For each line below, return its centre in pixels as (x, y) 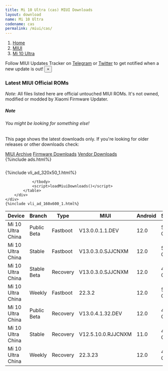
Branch (38, 216)
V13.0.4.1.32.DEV (101, 313)
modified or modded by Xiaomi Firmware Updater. (57, 99)
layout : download (23, 15)
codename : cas (20, 24)
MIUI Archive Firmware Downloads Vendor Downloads (61, 154)
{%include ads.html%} (28, 159)
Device (16, 216)
